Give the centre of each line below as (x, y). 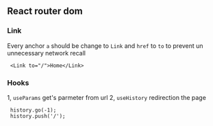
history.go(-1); (33, 110)
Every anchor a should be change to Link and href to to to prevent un (105, 46)
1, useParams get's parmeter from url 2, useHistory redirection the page (107, 97)
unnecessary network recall (46, 53)
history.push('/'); (38, 116)
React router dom (45, 11)
